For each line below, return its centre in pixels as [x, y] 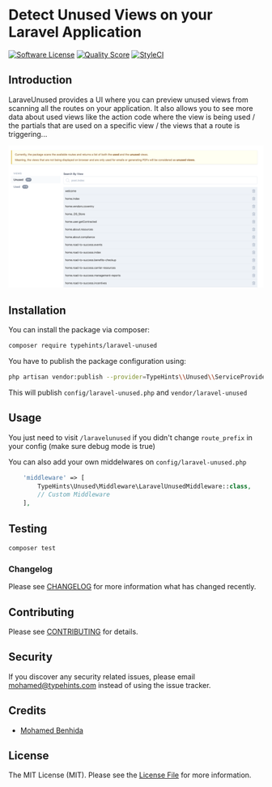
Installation [37, 310]
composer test [32, 548]
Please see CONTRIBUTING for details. [74, 631]
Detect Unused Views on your [110, 15]
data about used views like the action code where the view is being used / [132, 117]
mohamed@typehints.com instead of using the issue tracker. [110, 685]
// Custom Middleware [74, 495]
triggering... [28, 134]
